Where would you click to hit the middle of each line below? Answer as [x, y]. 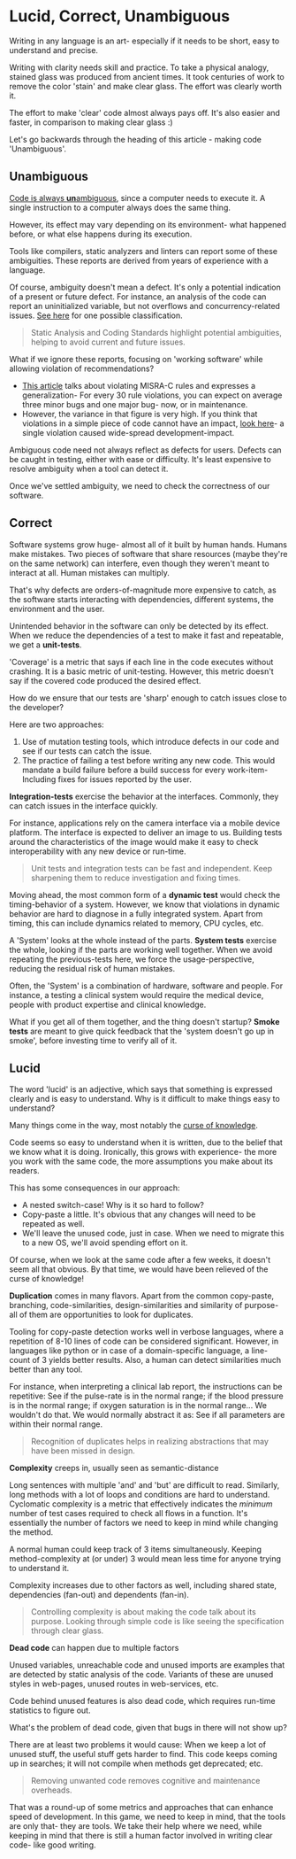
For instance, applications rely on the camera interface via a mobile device [145, 823]
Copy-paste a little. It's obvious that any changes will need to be [139, 1214]
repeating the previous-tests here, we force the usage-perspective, [132, 959]
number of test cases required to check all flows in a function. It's [129, 1514]
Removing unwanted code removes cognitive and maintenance [145, 1781]
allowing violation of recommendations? [82, 368]
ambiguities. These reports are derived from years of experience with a [139, 260]
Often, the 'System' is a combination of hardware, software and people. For [146, 986]
